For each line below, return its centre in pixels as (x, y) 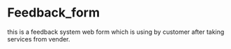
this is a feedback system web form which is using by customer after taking (116, 32)
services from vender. (39, 39)
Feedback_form (53, 13)
